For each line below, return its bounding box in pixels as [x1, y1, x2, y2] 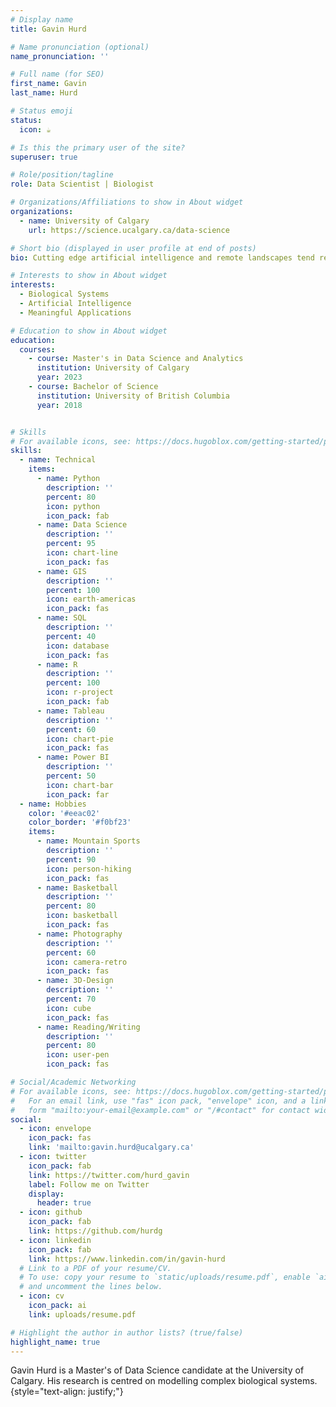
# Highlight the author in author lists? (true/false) [10, 1327, 244, 1338]
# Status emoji [10, 106, 74, 116]
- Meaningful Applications [19, 307, 132, 318]
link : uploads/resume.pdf [28, 1309, 137, 1320]
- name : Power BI [36, 752, 110, 763]
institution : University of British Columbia [36, 391, 230, 401]
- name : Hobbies [19, 799, 87, 809]
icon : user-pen [46, 1050, 110, 1060]
